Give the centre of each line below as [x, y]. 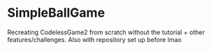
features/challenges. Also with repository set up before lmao [94, 39]
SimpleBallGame [56, 13]
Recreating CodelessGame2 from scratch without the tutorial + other [106, 32]
